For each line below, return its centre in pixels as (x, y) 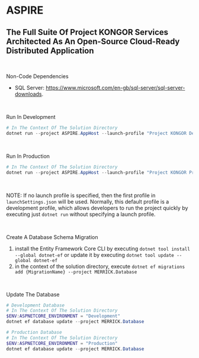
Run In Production (28, 156)
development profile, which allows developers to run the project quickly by (97, 208)
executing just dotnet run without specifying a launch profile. (81, 214)
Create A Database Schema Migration (52, 237)
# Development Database (36, 305)
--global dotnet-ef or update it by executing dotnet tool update (94, 254)
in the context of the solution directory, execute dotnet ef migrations (100, 266)
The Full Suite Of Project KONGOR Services (87, 32)
